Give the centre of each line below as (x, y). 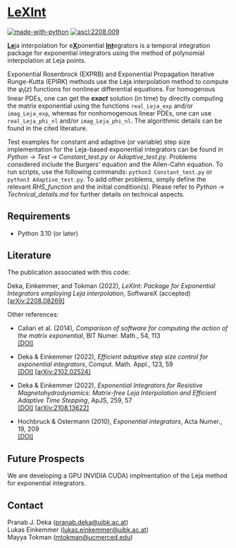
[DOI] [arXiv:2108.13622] (53, 408)
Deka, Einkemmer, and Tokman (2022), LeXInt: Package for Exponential (111, 286)
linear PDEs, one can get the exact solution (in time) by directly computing (115, 98)
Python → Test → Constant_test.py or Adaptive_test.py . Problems (102, 156)
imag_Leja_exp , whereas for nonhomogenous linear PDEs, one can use (110, 113)
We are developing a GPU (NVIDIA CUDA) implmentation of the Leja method (117, 475)
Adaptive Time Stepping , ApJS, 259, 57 (75, 400)
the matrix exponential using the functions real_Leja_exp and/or (100, 106)
